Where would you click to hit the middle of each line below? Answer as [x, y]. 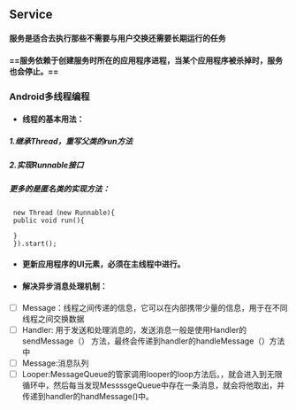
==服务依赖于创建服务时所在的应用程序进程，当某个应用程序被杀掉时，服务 [146, 60]
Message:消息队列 [56, 363]
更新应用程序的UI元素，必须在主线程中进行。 [103, 264]
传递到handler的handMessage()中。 [87, 396]
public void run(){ [49, 220]
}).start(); [35, 244]
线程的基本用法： [53, 120]
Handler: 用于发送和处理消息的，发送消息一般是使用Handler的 [134, 329]
